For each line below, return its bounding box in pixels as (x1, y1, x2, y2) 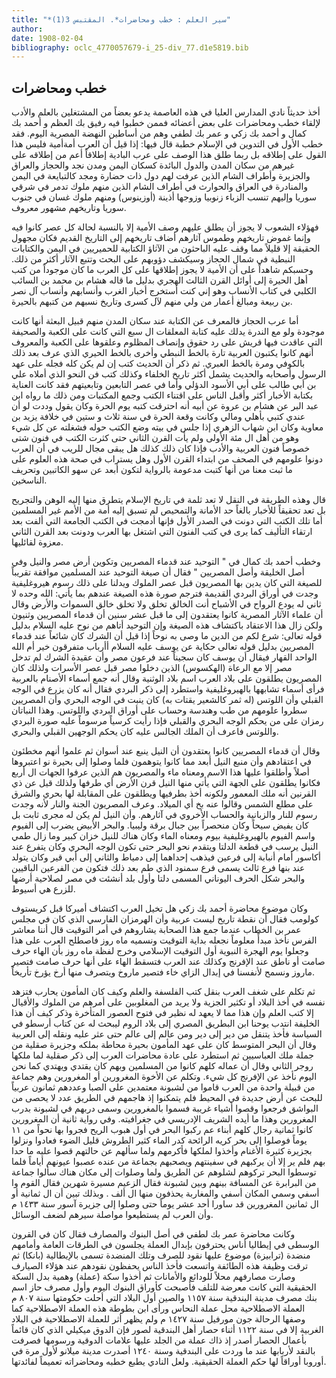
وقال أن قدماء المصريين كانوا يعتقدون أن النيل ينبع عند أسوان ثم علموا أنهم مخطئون (11, 745, 321, 757)
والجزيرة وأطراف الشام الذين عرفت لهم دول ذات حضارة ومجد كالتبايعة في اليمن (11, 170, 311, 182)
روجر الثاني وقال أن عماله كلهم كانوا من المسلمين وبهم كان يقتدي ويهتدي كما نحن (11, 1060, 314, 1072)
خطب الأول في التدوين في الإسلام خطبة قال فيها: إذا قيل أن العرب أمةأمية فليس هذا (11, 138, 324, 150)
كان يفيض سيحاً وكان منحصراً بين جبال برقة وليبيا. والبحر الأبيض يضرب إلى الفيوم (11, 819, 309, 831)
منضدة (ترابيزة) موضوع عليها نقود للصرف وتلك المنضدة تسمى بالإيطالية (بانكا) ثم (11, 1249, 311, 1261)
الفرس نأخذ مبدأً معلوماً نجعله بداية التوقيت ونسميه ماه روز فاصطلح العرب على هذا (11, 934, 318, 946)
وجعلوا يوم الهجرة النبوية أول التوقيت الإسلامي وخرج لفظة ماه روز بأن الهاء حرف (11, 945, 309, 957)
